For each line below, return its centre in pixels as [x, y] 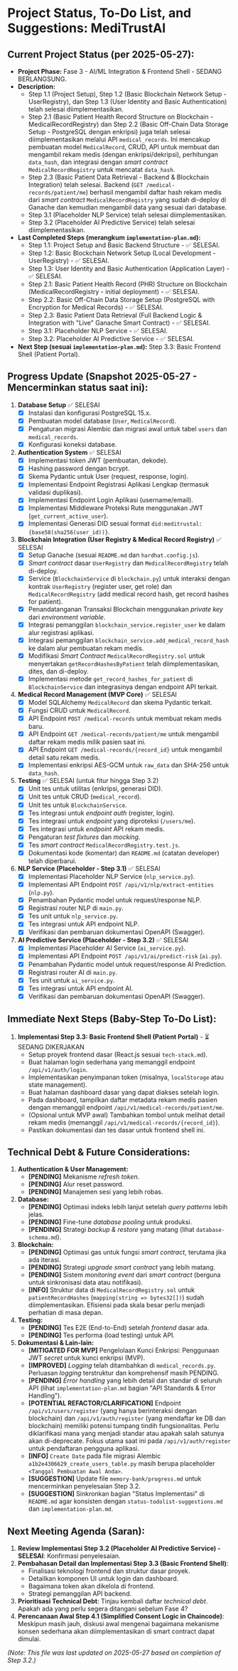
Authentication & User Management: [73, 1169]
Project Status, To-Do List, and [99, 13]
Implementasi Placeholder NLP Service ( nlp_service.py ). [112, 876]
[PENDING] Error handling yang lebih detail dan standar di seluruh [125, 1380]
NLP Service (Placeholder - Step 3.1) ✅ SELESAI [89, 868]
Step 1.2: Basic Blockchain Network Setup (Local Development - [122, 253]
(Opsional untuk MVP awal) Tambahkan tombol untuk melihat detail [126, 1115]
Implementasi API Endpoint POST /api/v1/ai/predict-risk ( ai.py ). [125, 956]
